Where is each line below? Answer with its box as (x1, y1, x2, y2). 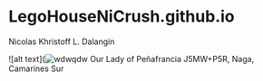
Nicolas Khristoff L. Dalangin (8, 36, 115, 47)
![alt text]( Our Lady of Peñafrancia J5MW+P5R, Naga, (8, 53, 255, 64)
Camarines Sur (8, 63, 64, 74)
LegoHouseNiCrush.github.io (8, 6, 235, 27)
